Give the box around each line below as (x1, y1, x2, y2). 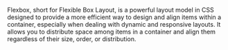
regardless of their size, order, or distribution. (7, 35, 137, 43)
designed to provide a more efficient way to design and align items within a (7, 13, 222, 21)
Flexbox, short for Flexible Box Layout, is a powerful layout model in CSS (7, 6, 214, 14)
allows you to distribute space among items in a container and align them (7, 27, 216, 36)
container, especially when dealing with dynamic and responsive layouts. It (7, 21, 221, 28)
